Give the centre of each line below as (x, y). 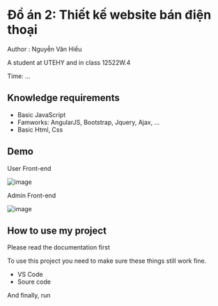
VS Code (30, 275)
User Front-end (29, 168)
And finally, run (29, 296)
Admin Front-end (32, 195)
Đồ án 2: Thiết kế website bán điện (109, 15)
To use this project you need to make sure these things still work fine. (107, 261)
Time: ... (19, 76)
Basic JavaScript (41, 114)
